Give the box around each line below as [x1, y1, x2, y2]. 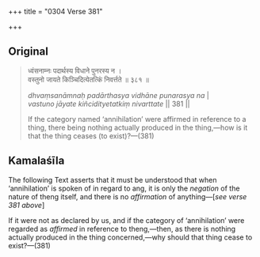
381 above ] [8, 200, 45, 210]
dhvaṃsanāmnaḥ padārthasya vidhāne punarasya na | [27, 90, 210, 100]
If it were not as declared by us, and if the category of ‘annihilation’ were [8, 215, 245, 225]
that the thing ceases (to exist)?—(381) [27, 130, 155, 141]
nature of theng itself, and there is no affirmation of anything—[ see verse [8, 191, 247, 201]
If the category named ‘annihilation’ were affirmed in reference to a [27, 114, 247, 123]
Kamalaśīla [8, 154, 65, 168]
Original [8, 45, 49, 59]
